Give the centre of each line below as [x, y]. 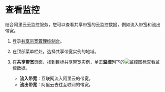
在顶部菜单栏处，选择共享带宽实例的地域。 [55, 51]
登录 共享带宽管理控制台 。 [38, 41]
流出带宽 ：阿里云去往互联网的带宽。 [56, 84]
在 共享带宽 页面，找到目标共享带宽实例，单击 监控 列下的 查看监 [86, 62]
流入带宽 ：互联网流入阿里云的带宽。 [56, 78]
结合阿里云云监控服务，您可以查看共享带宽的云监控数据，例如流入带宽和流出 [83, 24]
